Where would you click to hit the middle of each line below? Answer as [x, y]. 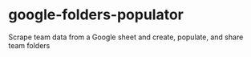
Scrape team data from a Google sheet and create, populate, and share [126, 37]
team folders [29, 45]
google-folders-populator [96, 15]
